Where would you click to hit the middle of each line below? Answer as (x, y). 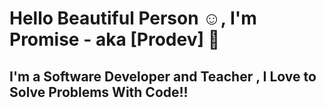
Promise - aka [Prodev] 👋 (115, 39)
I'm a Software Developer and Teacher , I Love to (163, 76)
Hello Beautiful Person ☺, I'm (133, 18)
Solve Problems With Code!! (99, 92)
